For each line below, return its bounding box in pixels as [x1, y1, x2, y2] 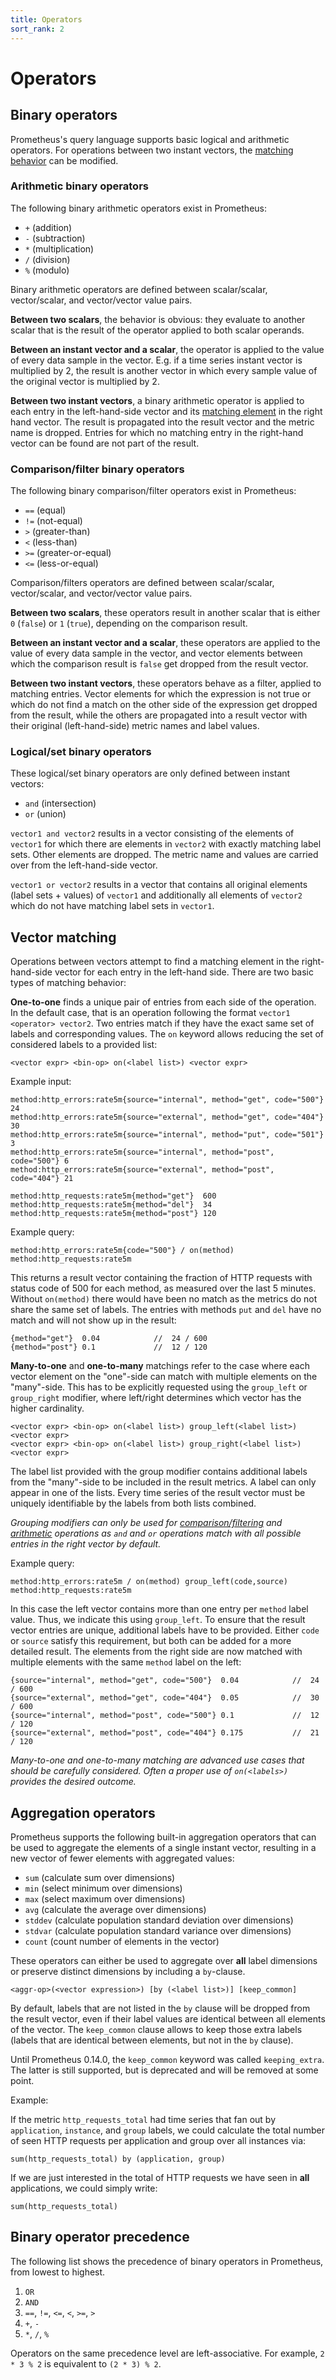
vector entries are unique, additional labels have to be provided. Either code [10, 1624, 320, 1636]
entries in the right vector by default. [10, 1538, 162, 1550]
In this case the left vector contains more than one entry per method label [10, 1603, 309, 1615]
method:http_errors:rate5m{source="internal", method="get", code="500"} [10, 1095, 325, 1105]
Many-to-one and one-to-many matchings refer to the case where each [10, 1360, 310, 1372]
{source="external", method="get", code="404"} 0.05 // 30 [10, 1693, 320, 1703]
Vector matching [10, 929, 117, 946]
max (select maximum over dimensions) [24, 1893, 186, 1905]
